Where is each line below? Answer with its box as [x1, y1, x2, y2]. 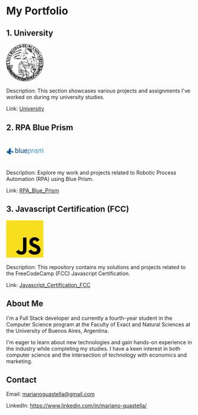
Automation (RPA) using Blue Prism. [6, 176, 94, 183]
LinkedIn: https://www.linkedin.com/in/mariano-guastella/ [6, 402, 147, 409]
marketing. [6, 357, 33, 364]
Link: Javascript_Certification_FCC [6, 281, 91, 288]
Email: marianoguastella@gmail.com [6, 391, 95, 398]
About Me [6, 299, 43, 309]
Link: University [6, 105, 45, 113]
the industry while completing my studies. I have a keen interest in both [6, 345, 181, 352]
